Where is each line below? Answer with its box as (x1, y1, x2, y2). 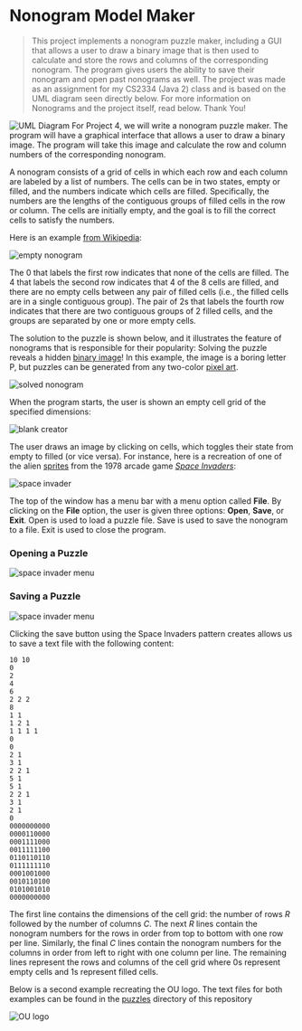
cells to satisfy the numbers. (9, 214, 115, 225)
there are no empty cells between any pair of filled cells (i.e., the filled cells (9, 286, 289, 297)
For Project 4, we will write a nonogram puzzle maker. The (71, 119, 288, 131)
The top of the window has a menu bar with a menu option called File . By (9, 495, 282, 506)
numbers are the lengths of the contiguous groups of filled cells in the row (9, 195, 286, 206)
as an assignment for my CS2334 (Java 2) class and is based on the (31, 83, 287, 94)
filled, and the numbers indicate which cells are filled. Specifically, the (9, 185, 269, 196)
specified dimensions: (9, 406, 92, 417)
